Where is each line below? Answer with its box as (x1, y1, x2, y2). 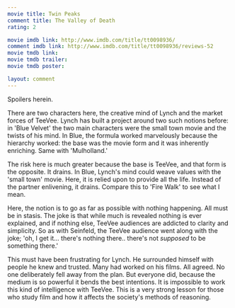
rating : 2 (7, 23, 37, 30)
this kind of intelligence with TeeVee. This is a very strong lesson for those (7, 285, 224, 294)
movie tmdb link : (7, 50, 59, 57)
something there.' (7, 241, 59, 250)
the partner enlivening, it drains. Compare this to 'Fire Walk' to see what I (7, 182, 220, 191)
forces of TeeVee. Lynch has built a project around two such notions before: (7, 116, 229, 125)
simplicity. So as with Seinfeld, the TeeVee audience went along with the (7, 226, 218, 234)
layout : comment (7, 75, 55, 82)
